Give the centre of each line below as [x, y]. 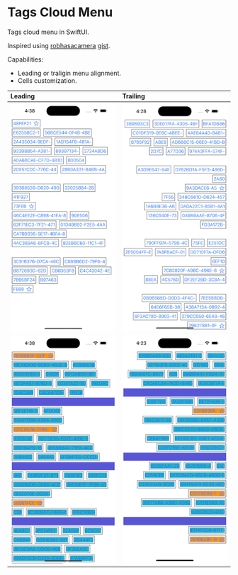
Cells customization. [47, 80]
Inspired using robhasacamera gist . [59, 45]
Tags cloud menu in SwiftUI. [49, 32]
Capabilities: [25, 59]
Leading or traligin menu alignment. [69, 73]
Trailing [134, 96]
